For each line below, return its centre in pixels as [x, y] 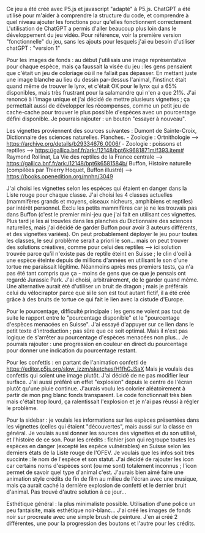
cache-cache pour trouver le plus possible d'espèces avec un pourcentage [101, 112]
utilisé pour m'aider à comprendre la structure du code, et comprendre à [98, 15]
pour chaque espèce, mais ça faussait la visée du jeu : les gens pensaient [99, 66]
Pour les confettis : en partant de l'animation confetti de [76, 362]
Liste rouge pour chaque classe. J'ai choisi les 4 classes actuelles [90, 195]
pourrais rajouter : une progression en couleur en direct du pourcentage [97, 344]
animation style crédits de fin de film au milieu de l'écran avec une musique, [102, 479]
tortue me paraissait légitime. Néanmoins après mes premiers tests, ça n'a [100, 266]
